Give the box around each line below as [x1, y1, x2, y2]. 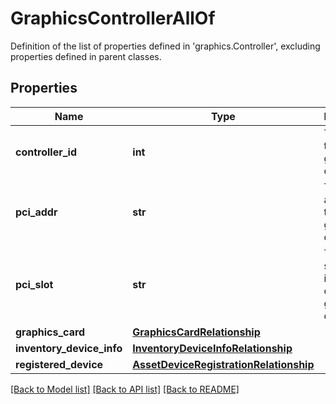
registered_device [15, 357, 104, 371]
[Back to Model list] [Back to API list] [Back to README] [10, 383, 240, 395]
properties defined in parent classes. [10, 50, 162, 62]
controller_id [15, 145, 77, 159]
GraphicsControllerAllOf [10, 7, 216, 30]
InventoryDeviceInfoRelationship [132, 341, 293, 355]
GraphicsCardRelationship [132, 325, 261, 339]
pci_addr [15, 205, 58, 219]
